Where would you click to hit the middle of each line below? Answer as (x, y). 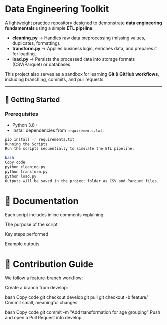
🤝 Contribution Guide (49, 264)
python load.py (21, 176)
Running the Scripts (27, 144)
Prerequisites (22, 114)
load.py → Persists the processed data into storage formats (74, 59)
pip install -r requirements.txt (40, 139)
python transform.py (27, 171)
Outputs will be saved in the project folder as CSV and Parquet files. (82, 181)
